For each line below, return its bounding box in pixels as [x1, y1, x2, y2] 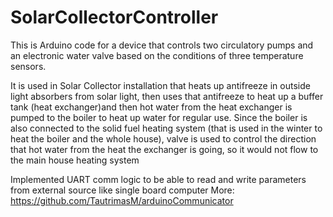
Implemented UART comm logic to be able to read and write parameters [10, 173, 307, 185]
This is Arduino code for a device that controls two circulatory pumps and [10, 39, 314, 51]
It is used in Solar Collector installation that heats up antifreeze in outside [10, 79, 311, 91]
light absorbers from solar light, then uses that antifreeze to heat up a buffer [10, 90, 324, 102]
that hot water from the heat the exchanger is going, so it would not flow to [10, 143, 319, 155]
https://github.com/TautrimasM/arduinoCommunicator [10, 194, 234, 206]
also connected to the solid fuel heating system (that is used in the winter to [10, 122, 323, 134]
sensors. [10, 60, 47, 72]
